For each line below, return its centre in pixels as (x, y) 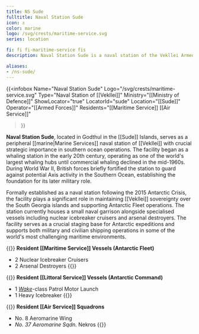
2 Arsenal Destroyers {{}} (46, 266)
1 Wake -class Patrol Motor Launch (57, 289)
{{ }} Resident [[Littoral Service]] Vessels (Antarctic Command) (85, 277)
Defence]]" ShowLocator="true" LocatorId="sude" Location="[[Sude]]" (93, 101)
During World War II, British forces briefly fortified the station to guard (91, 168)
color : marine (24, 28)
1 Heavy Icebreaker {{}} (43, 295)
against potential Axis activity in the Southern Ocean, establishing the (91, 174)
